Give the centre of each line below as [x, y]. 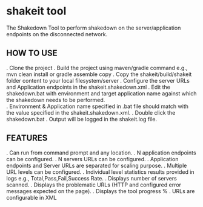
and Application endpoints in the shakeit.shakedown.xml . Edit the [88, 87]
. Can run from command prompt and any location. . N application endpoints [101, 153]
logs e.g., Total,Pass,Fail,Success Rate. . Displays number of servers [92, 178]
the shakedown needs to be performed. [56, 100]
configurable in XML [32, 197]
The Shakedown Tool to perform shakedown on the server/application [94, 28]
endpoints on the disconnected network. [57, 34]
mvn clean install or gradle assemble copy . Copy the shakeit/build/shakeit [99, 74]
